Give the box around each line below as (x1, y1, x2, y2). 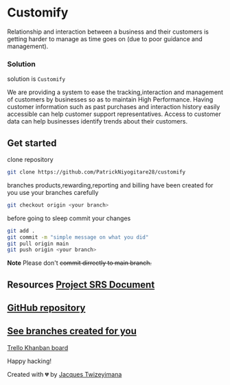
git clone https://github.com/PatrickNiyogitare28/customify (7, 169, 186, 176)
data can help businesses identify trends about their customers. (7, 117, 187, 126)
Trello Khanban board (7, 343, 69, 351)
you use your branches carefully (7, 188, 99, 196)
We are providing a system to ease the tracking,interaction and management (7, 88, 224, 97)
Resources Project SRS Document (7, 279, 155, 290)
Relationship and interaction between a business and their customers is (7, 27, 209, 36)
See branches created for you (7, 325, 137, 337)
